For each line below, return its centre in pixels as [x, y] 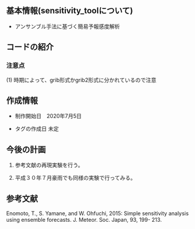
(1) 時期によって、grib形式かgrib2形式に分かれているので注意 [82, 80]
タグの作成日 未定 [37, 129]
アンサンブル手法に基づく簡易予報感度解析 [67, 26]
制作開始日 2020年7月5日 [48, 116]
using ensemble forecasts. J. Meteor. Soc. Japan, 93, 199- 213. [84, 219]
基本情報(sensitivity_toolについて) [70, 11]
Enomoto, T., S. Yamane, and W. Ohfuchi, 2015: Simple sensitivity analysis [97, 213]
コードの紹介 [30, 47]
